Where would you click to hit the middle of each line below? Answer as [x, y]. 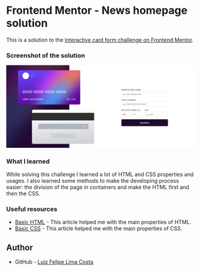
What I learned [28, 161]
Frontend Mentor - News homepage [97, 11]
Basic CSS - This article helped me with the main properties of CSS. [99, 228]
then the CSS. [23, 193]
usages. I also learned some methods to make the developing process [93, 181]
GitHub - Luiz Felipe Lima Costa [54, 262]
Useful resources [32, 209]
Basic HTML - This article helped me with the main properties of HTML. [103, 222]
